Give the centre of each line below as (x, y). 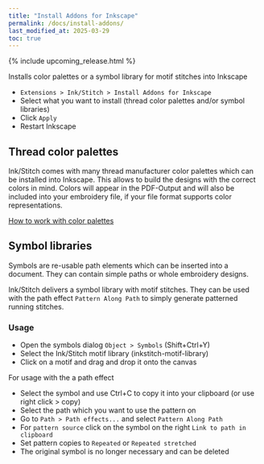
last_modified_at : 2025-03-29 (59, 31)
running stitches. (36, 306)
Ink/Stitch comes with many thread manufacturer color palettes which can (131, 171)
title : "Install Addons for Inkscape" (73, 16)
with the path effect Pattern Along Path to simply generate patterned (123, 298)
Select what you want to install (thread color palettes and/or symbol (132, 101)
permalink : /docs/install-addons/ (66, 23)
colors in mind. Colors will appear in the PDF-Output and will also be (122, 188)
